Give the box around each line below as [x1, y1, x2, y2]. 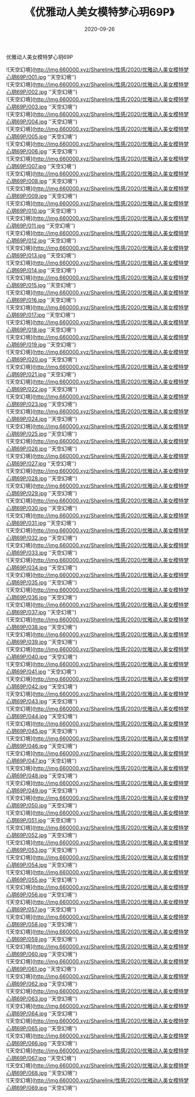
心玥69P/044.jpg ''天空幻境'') [6, 712, 78, 719]
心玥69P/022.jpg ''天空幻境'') [6, 385, 78, 392]
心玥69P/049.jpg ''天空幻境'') [6, 787, 78, 794]
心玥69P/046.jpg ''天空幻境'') [6, 742, 78, 749]
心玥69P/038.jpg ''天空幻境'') [6, 623, 78, 630]
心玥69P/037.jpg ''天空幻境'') [6, 608, 77, 615]
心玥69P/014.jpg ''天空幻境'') [6, 266, 76, 274]
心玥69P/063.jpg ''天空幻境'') [6, 995, 78, 1002]
